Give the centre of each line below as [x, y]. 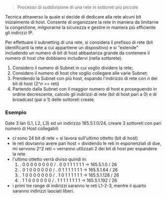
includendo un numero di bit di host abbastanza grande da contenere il [78, 53]
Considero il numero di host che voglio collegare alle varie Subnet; [80, 73]
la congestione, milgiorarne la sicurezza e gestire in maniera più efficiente [81, 27]
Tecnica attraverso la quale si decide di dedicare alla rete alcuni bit [73, 17]
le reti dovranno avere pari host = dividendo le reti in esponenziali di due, [87, 143]
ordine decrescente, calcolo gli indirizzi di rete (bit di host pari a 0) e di [84, 94]
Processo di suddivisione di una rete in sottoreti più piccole [78, 7]
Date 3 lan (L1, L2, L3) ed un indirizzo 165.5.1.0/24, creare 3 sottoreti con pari [83, 123]
